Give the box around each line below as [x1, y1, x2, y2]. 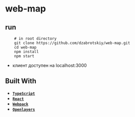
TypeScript [12, 91, 35, 96]
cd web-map [14, 45, 37, 50]
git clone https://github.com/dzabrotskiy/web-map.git [14, 40, 131, 45]
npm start [14, 53, 35, 58]
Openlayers [12, 107, 35, 112]
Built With [5, 77, 36, 85]
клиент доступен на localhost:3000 [12, 62, 87, 68]
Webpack [12, 101, 28, 106]
